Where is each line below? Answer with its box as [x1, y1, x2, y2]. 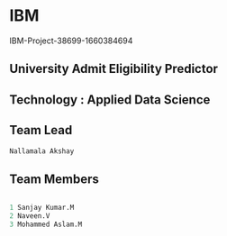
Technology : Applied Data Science [9, 92, 211, 107]
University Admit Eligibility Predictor [9, 61, 219, 77]
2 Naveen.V [9, 212, 50, 221]
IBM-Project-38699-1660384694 [9, 35, 133, 46]
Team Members [9, 171, 99, 186]
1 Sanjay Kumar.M [9, 204, 75, 213]
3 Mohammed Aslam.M [9, 220, 83, 229]
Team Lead [9, 123, 73, 138]
